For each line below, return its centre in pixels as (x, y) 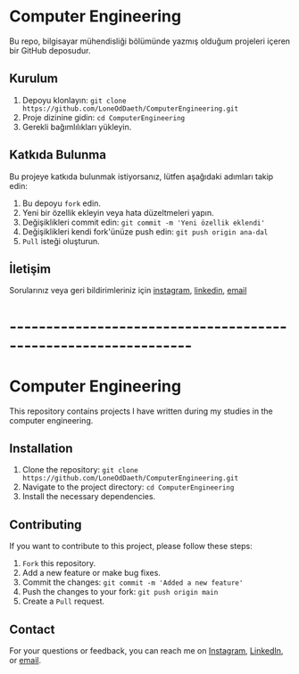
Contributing (46, 525)
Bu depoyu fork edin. (61, 203)
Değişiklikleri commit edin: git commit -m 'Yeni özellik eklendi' (144, 222)
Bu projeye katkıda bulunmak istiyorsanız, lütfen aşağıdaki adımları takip (141, 177)
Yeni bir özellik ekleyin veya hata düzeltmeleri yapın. (118, 212)
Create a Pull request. (63, 601)
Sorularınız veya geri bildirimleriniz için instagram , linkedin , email (128, 291)
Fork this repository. (59, 563)
